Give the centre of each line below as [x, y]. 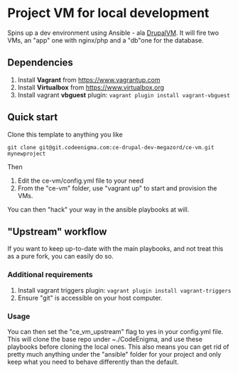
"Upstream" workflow [57, 231]
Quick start [33, 118]
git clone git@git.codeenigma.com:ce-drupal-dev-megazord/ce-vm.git [111, 147]
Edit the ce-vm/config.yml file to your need [81, 180]
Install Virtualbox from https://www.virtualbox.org [91, 87]
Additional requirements [50, 275]
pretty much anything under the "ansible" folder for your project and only [114, 354]
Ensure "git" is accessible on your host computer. [90, 298]
